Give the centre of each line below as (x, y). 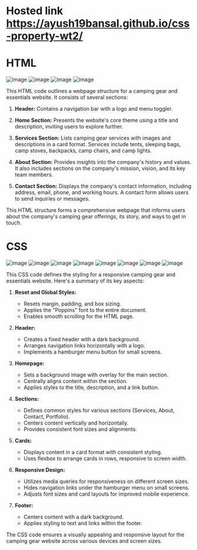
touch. (14, 223)
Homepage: (29, 364)
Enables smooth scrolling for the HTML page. (79, 316)
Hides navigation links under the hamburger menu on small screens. (106, 488)
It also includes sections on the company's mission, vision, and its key (100, 168)
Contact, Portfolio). (46, 417)
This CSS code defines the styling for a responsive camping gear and (91, 275)
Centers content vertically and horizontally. (76, 423)
